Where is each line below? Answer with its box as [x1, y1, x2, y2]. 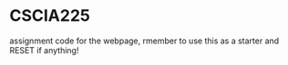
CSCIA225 [9, 5, 91, 26]
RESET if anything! [9, 44, 79, 55]
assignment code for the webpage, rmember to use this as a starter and [9, 35, 280, 46]
